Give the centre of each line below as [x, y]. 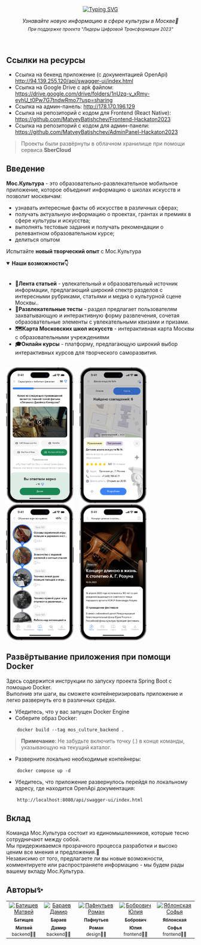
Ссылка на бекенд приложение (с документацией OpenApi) [91, 74]
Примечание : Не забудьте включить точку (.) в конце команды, [103, 741]
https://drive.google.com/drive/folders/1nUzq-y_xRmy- [82, 94]
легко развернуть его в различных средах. [61, 700]
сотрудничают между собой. [43, 839]
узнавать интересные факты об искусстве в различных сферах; [97, 208]
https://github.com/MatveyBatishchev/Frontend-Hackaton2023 [93, 119]
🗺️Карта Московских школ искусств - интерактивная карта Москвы [104, 328]
